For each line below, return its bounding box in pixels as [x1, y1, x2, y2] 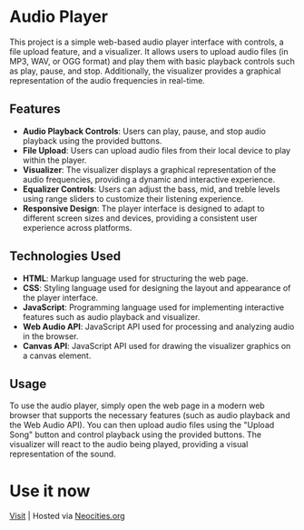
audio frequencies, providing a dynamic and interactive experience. [22, 174, 275, 185]
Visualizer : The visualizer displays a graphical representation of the [22, 164, 277, 175]
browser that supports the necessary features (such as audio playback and [9, 410, 290, 421]
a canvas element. [22, 350, 92, 361]
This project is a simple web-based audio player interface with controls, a [9, 36, 284, 47]
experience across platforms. [22, 222, 132, 233]
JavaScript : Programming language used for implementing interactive [22, 302, 284, 313]
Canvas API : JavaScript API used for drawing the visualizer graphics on [22, 340, 291, 351]
